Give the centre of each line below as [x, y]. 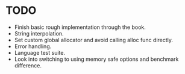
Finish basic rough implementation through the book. [80, 27]
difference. [28, 65]
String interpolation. [39, 33]
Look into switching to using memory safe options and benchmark [96, 59]
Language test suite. [40, 52]
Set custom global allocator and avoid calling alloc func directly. [93, 40]
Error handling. [33, 46]
